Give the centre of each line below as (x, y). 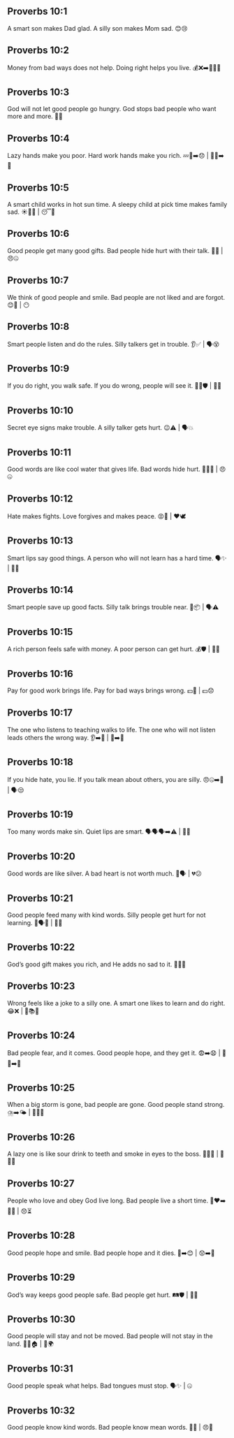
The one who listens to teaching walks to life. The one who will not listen (111, 729)
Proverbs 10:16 (40, 674)
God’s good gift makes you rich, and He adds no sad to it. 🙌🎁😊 (97, 964)
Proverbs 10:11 (39, 452)
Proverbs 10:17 (40, 713)
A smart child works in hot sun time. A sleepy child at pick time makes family (117, 205)
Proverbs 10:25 (41, 1088)
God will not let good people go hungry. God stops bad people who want (112, 109)
